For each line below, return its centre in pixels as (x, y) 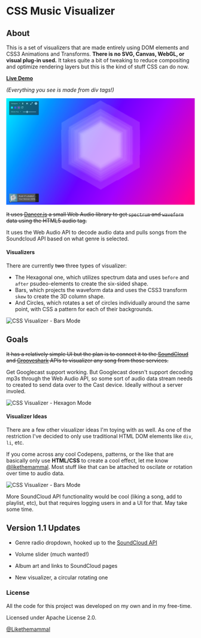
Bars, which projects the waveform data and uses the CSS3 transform (101, 290)
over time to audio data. (35, 473)
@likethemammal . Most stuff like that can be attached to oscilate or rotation (99, 467)
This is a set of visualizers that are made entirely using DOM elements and (98, 47)
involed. (16, 391)
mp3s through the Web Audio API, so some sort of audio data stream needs (99, 378)
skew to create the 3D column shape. (60, 296)
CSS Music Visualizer (61, 11)
